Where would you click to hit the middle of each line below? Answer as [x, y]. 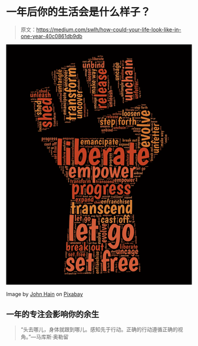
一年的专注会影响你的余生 [52, 314]
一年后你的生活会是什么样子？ [79, 12]
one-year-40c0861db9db [51, 36]
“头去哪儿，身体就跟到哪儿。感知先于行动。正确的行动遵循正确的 [99, 329]
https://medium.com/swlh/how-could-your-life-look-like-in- [109, 29]
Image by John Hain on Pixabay [45, 294]
